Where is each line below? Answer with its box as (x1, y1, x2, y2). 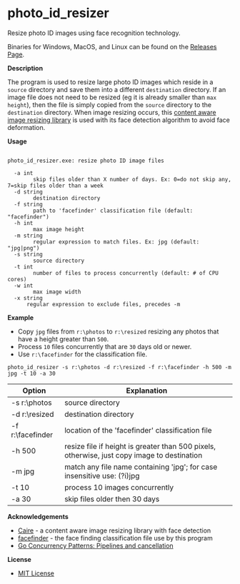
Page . (7, 50, 25, 59)
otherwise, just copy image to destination (64, 450, 203, 460)
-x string (14, 294, 43, 301)
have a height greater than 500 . (17, 334, 109, 343)
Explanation (126, 386, 168, 396)
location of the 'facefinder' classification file (64, 425, 212, 435)
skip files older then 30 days (64, 494, 160, 504)
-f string (14, 201, 43, 208)
